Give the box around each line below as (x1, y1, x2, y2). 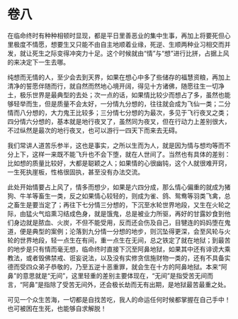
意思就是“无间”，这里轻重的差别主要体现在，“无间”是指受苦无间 (22, 271, 208, 280)
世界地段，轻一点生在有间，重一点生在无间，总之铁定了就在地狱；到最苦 (19, 235, 231, 245)
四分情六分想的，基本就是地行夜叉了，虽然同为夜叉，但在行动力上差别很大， (7, 117, 231, 125)
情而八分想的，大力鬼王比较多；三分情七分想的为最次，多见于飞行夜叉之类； (7, 108, 231, 117)
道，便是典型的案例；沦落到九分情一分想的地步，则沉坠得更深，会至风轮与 (7, 227, 225, 235)
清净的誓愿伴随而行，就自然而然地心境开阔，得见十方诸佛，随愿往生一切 (7, 82, 218, 90)
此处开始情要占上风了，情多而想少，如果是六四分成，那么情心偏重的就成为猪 (7, 182, 231, 191)
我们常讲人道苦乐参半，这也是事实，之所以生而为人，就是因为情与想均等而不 (7, 141, 231, 150)
